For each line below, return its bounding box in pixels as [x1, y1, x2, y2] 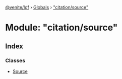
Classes [5, 57, 26, 64]
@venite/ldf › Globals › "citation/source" [5, 5, 89, 10]
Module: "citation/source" [5, 22, 118, 33]
